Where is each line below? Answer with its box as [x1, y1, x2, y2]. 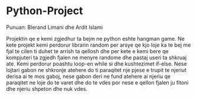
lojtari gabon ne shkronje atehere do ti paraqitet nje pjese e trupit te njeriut [6, 66, 187, 73]
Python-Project [6, 4, 83, 18]
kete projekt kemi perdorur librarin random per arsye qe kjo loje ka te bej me [6, 41, 191, 48]
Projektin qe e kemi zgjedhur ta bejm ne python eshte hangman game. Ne [6, 35, 185, 42]
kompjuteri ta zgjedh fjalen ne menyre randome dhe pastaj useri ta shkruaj [6, 54, 187, 61]
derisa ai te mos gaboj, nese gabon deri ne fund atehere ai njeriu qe [6, 73, 171, 80]
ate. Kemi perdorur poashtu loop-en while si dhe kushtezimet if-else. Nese [6, 60, 187, 67]
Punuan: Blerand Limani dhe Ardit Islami [6, 24, 103, 31]
